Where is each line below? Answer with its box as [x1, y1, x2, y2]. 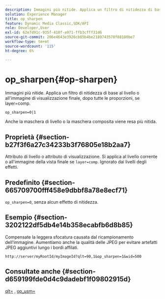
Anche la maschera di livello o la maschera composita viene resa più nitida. [5, 119, 157, 124]
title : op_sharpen [5, 16, 43, 21]
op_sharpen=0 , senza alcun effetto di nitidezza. [5, 199, 99, 205]
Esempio [5, 213, 32, 222]
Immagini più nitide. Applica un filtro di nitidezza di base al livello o [5, 90, 139, 96]
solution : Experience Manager [5, 12, 67, 17]
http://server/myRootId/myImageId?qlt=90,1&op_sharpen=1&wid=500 [5, 254, 141, 259]
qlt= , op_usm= [5, 288, 36, 294]
